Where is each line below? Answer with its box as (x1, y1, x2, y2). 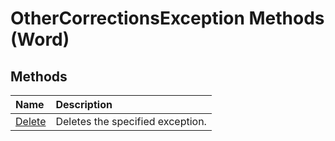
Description (55, 98, 113, 111)
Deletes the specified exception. (55, 115, 207, 128)
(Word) (10, 28, 70, 51)
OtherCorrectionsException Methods (10, 7, 325, 30)
